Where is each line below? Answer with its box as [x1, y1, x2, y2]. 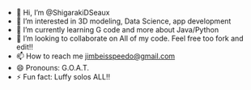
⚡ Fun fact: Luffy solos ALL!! [15, 72, 111, 81]
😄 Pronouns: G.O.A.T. [15, 63, 90, 72]
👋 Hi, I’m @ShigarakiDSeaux [15, 8, 110, 17]
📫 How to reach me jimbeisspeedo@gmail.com [15, 51, 176, 61]
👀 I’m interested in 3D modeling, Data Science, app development [15, 16, 232, 26]
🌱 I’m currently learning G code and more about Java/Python [15, 25, 219, 34]
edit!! [15, 42, 34, 52]
